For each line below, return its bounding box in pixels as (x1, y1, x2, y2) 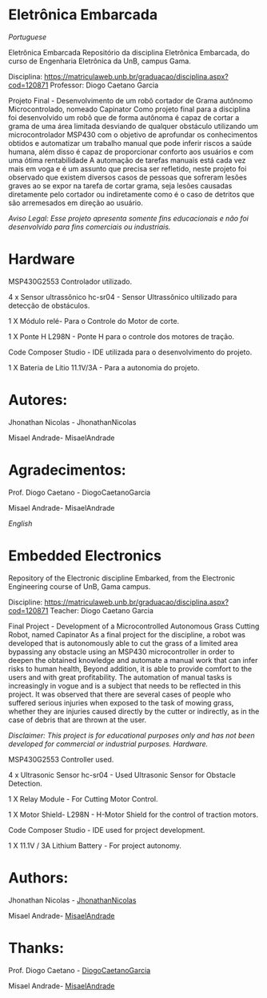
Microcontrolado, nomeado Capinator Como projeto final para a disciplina (8, 104, 250, 114)
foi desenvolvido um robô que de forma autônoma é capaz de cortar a (8, 112, 240, 122)
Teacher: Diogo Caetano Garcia (50, 605, 154, 615)
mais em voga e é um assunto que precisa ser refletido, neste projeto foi (8, 164, 247, 173)
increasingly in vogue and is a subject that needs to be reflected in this (8, 681, 241, 690)
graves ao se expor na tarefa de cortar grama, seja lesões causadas (8, 180, 233, 190)
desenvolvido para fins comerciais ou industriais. (8, 222, 171, 232)
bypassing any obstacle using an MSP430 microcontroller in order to (8, 647, 235, 657)
